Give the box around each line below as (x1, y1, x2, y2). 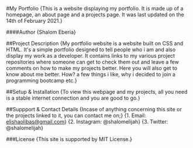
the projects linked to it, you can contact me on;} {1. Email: (6, 112, 146, 119)
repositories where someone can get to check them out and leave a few (6, 58, 180, 65)
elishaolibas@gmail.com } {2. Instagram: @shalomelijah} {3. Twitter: (6, 118, 168, 125)
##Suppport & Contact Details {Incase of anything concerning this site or (6, 106, 182, 112)
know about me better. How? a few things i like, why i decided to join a (6, 71, 175, 77)
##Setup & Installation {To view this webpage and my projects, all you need (6, 89, 188, 95)
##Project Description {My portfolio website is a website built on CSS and (6, 40, 184, 47)
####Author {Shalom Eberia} (6, 29, 76, 36)
